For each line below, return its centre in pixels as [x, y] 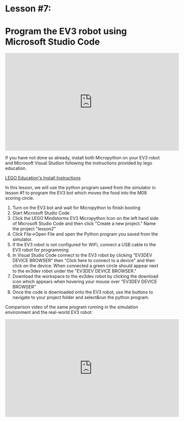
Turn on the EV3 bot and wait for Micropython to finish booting [76, 208]
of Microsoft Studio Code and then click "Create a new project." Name [84, 223]
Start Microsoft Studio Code [41, 213]
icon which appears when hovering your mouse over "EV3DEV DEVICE [85, 281]
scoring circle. [20, 198]
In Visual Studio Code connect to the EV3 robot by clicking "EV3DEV [82, 255]
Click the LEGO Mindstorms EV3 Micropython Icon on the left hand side [85, 218]
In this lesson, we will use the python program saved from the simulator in [81, 188]
